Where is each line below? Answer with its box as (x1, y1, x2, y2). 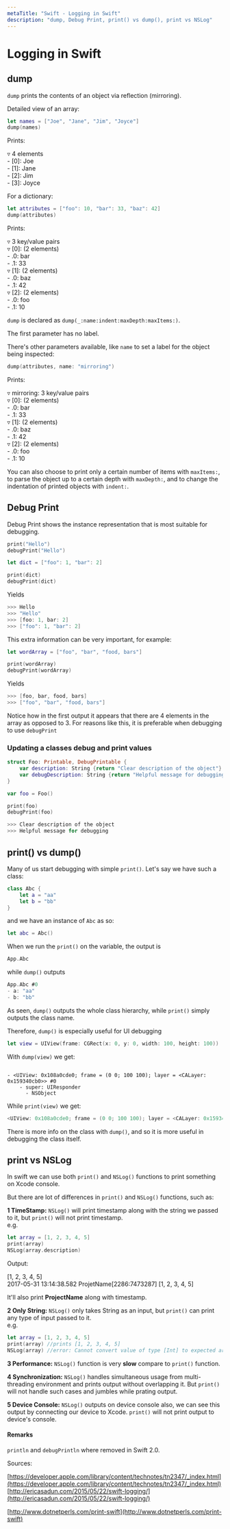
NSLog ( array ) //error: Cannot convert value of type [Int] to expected (7, 1347, 216, 1354)
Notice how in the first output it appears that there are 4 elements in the (7, 711, 209, 720)
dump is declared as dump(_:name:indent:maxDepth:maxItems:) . (7, 316, 181, 324)
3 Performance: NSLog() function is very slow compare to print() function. (7, 1359, 220, 1367)
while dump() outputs (7, 968, 66, 976)
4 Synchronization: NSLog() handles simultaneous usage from (7, 1372, 183, 1380)
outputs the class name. (7, 1013, 75, 1022)
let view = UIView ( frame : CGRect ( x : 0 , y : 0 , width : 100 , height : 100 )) (7, 1040, 219, 1047)
